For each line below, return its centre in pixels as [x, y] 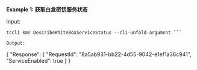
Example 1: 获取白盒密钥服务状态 [47, 9]
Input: [14, 21]
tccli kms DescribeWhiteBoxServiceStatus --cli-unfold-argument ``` [94, 33]
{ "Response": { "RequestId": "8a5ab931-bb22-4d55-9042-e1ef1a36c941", [99, 54]
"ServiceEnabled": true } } [39, 61]
